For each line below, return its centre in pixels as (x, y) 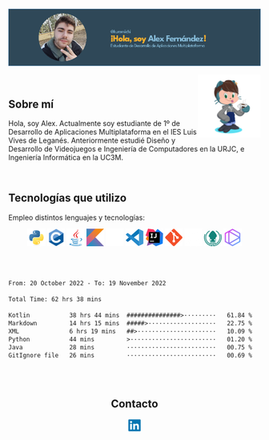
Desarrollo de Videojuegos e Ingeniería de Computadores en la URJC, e (126, 148)
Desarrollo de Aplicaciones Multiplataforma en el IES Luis (103, 131)
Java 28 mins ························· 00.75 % (130, 348)
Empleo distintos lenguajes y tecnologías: (77, 217)
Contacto (134, 404)
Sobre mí (31, 104)
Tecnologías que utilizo (67, 198)
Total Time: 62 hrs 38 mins (55, 300)
